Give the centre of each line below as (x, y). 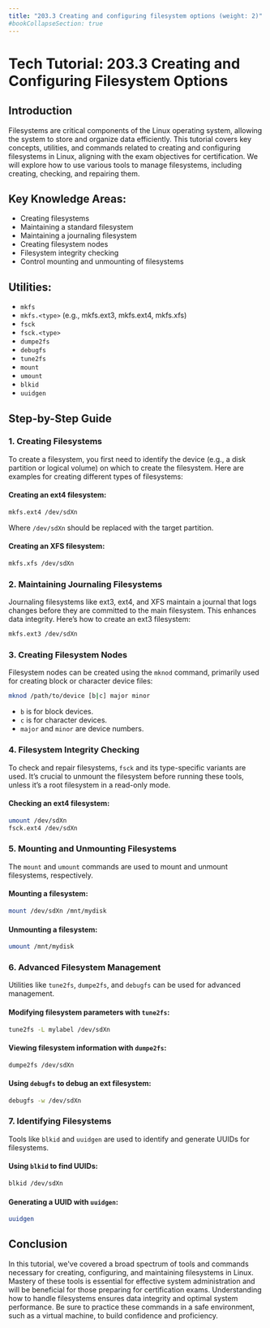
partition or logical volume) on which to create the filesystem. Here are (126, 468)
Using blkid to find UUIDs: (54, 1166)
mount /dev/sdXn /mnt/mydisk (58, 911)
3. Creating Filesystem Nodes (68, 655)
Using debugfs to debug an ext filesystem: (80, 1084)
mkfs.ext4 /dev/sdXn (43, 512)
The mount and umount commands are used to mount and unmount (118, 866)
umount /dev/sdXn (38, 821)
